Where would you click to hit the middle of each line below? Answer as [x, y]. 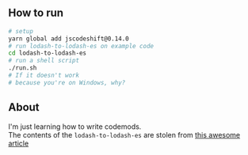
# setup [21, 31]
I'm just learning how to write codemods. [75, 127]
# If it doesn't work [44, 76]
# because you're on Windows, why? [67, 82]
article [19, 143]
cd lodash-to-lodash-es [48, 53]
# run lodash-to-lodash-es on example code [81, 46]
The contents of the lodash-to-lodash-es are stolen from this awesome [124, 134]
